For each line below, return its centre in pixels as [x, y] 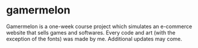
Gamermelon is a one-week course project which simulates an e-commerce [99, 26]
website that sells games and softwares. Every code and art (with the [91, 32]
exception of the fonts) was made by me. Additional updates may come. [94, 39]
